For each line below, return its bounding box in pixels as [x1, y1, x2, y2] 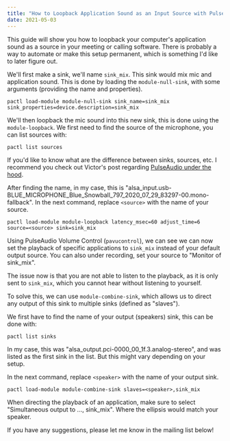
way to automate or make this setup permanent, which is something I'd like [7, 49, 218, 58]
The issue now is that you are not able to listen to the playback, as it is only [7, 271, 219, 280]
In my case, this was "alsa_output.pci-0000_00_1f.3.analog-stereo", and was [7, 345, 221, 353]
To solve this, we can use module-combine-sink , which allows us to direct [7, 292, 212, 300]
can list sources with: [7, 131, 67, 139]
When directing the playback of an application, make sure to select [7, 398, 196, 406]
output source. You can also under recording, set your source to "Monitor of [7, 251, 222, 259]
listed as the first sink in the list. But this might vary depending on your [7, 352, 206, 360]
